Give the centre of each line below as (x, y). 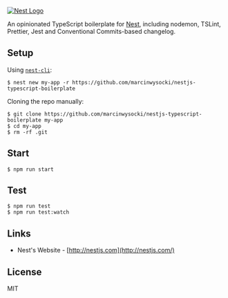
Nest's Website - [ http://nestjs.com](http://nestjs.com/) (96, 250)
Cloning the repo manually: (46, 101)
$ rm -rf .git (28, 132)
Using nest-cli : (30, 70)
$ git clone (24, 114)
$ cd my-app (24, 126)
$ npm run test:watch (38, 212)
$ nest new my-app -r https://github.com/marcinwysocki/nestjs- (102, 82)
